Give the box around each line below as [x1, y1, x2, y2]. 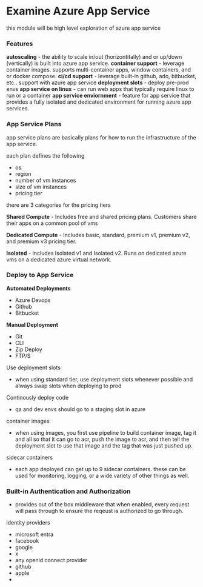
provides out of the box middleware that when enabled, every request [15, 501, 190, 508]
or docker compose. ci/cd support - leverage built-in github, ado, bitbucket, [6, 73, 197, 80]
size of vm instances [15, 183, 67, 190]
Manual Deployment [6, 321, 59, 328]
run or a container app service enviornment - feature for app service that [6, 92, 191, 99]
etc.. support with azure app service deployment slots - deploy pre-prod [6, 79, 189, 86]
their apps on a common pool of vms [6, 220, 98, 227]
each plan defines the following [6, 152, 85, 159]
